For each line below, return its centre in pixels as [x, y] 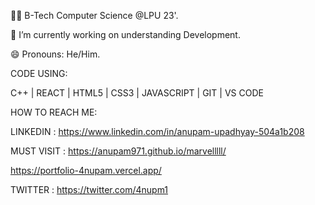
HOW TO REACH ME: [54, 112]
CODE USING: [39, 73]
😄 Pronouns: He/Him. [55, 54]
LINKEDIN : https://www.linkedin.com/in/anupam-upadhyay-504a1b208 [157, 131]
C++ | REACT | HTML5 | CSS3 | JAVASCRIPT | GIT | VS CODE [137, 93]
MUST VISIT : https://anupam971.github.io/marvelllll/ [118, 151]
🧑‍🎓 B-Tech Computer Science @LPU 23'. [94, 15]
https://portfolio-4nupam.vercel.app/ [86, 170]
